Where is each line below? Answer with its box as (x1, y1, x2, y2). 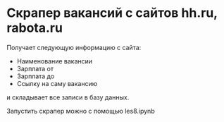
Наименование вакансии (16, 56, 93, 65)
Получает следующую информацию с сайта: (6, 43, 142, 51)
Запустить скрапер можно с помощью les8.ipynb (6, 106, 156, 115)
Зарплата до (16, 72, 55, 80)
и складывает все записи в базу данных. (6, 93, 130, 102)
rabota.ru (6, 20, 63, 36)
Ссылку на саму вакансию (16, 79, 98, 87)
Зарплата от (16, 64, 54, 73)
